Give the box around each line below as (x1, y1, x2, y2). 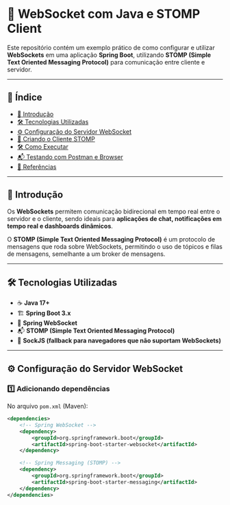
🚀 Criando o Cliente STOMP (16, 134, 96, 143)
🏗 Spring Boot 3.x (16, 309, 71, 318)
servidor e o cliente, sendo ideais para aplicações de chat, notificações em (7, 214, 222, 222)
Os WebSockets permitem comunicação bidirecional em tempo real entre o (7, 207, 220, 215)
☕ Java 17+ (16, 298, 50, 307)
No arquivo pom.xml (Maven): (7, 402, 88, 410)
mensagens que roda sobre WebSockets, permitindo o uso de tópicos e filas (7, 242, 222, 250)
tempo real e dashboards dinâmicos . (7, 222, 113, 230)
